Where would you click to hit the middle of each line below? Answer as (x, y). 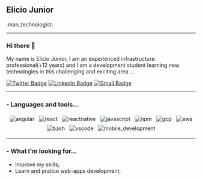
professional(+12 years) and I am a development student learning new (93, 65)
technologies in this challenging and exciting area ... (71, 72)
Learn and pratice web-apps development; (68, 170)
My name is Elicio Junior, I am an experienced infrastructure (81, 59)
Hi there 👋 (21, 46)
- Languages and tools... (43, 105)
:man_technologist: (30, 24)
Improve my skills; (37, 164)
